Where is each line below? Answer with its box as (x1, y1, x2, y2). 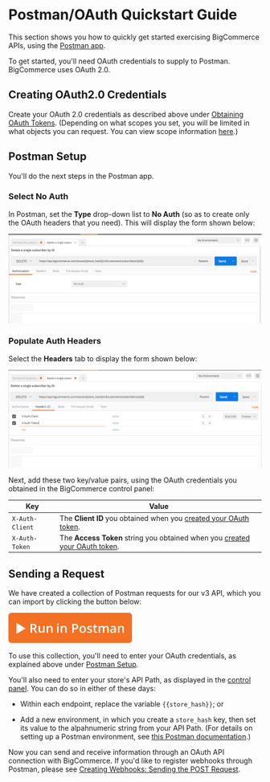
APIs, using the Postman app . (8, 40, 106, 50)
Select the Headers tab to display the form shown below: (8, 353, 198, 363)
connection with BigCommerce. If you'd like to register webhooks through (8, 756, 253, 766)
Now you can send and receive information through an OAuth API (8, 747, 225, 757)
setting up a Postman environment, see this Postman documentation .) (19, 732, 252, 742)
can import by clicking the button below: (8, 597, 142, 607)
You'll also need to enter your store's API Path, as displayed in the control (8, 675, 252, 685)
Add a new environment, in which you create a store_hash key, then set (19, 715, 256, 724)
